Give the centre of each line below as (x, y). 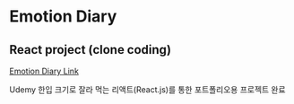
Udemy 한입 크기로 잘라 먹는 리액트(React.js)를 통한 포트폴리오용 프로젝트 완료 (147, 90)
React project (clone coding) (91, 50)
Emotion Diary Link (44, 71)
